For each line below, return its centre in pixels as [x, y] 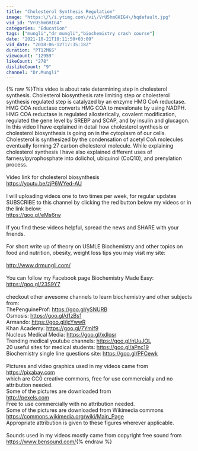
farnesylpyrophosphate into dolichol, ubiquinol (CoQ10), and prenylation [94, 158]
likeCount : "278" [28, 61]
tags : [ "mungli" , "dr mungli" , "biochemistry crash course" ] [81, 34]
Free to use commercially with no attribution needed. [71, 404]
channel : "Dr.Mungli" [33, 72]
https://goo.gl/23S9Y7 [33, 284]
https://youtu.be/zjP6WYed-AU [44, 184]
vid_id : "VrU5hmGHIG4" [34, 23]
